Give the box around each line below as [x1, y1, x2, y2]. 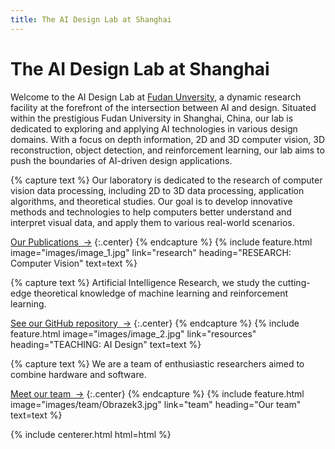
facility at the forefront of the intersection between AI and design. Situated [10, 101, 317, 113]
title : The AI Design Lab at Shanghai [10, 14, 172, 25]
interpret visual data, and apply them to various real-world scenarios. [10, 216, 295, 228]
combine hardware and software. [10, 368, 147, 380]
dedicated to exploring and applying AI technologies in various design [10, 122, 298, 135]
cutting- [277, 276, 311, 288]
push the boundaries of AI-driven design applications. [10, 154, 233, 166]
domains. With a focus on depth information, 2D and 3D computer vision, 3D [10, 133, 326, 145]
